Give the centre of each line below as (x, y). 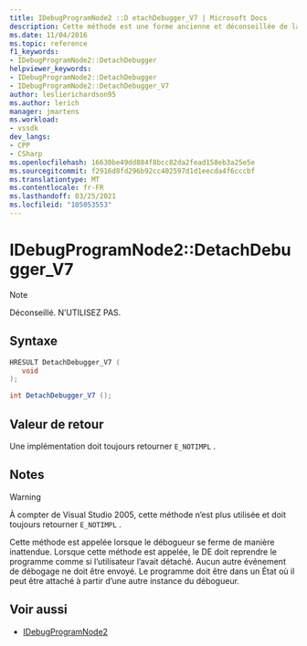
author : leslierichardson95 (63, 94)
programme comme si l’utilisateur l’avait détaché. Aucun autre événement (148, 561)
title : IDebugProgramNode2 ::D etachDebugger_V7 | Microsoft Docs (138, 18)
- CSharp (26, 154)
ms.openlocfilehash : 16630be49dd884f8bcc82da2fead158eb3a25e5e (132, 162)
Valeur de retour (57, 424)
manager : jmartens (44, 111)
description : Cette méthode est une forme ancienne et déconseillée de (148, 26)
